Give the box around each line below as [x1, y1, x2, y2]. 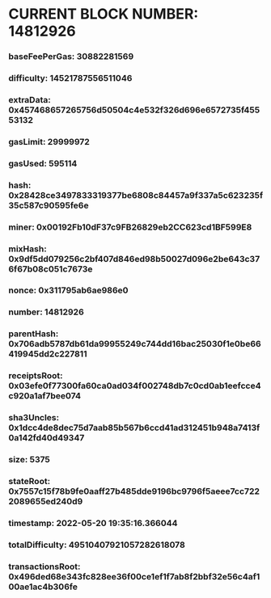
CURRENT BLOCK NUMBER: [8, 5, 199, 23]
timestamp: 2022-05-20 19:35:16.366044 [8, 517, 178, 529]
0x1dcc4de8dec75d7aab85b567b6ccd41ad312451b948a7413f [8, 422, 260, 433]
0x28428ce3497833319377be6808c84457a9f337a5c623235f [8, 189, 264, 200]
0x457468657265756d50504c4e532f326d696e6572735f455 [8, 104, 260, 116]
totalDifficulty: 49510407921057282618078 [8, 539, 186, 550]
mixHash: [8, 243, 47, 255]
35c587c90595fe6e [8, 200, 89, 211]
